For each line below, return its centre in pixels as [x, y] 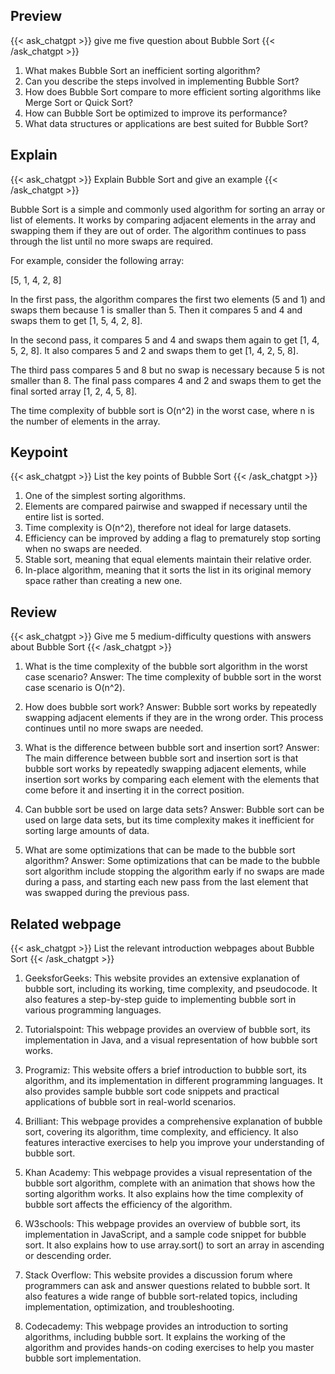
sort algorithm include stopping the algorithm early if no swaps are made [174, 871]
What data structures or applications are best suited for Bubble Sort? [166, 123]
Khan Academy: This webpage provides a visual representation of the [168, 1173]
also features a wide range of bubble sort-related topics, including [161, 1296]
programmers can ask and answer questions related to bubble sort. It [167, 1286]
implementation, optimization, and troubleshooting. [129, 1307]
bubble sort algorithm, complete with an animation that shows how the [170, 1183]
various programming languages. [93, 1010]
